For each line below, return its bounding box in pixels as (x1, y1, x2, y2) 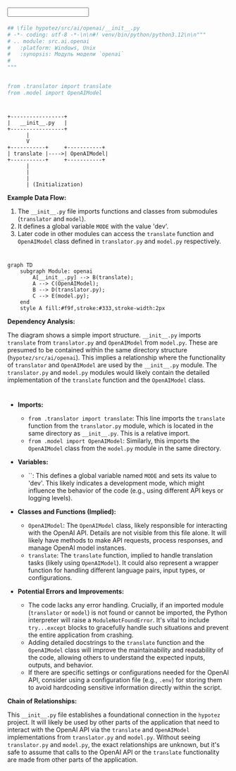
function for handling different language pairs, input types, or (27, 566, 206, 574)
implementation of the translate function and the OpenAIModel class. (7, 376, 206, 384)
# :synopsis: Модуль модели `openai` (7, 51, 125, 58)
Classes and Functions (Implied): (17, 507, 116, 516)
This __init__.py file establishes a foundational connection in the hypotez (7, 710, 221, 719)
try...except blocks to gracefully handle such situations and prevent (27, 624, 229, 632)
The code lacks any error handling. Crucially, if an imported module (27, 601, 224, 610)
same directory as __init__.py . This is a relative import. (27, 429, 190, 438)
